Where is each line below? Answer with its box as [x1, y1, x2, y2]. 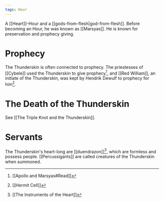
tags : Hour [5, 7, 27, 12]
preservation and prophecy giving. [5, 31, 75, 37]
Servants [5, 132, 43, 142]
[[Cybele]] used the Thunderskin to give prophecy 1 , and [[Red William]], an [5, 69, 156, 76]
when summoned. [5, 159, 41, 165]
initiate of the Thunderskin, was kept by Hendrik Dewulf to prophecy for [5, 75, 149, 81]
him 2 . [5, 81, 16, 87]
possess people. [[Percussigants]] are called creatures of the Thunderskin [5, 154, 155, 160]
